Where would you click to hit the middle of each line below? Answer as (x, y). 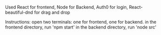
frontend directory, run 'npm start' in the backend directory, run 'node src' (81, 27)
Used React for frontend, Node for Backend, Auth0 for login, (66, 7)
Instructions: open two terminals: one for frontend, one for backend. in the (81, 22)
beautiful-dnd (19, 12)
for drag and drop (52, 12)
